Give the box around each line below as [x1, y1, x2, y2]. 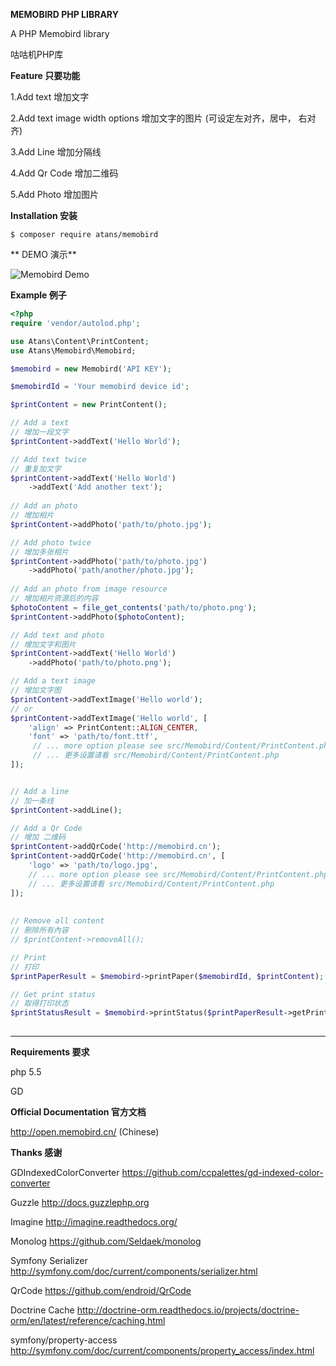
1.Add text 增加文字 [10, 91, 90, 103]
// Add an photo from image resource [10, 584, 168, 594]
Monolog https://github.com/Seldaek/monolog [10, 1235, 202, 1247]
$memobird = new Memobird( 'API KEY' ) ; [10, 364, 172, 374]
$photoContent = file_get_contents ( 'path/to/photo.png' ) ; [10, 602, 257, 613]
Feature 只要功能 [10, 70, 81, 81]
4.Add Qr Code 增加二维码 [10, 167, 119, 179]
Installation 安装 [10, 210, 78, 221]
